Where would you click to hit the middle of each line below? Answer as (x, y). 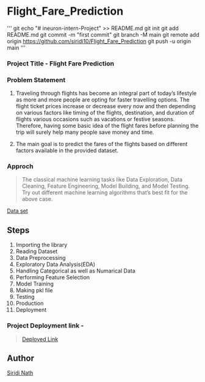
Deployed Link (40, 339)
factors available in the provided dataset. (67, 150)
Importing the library (41, 245)
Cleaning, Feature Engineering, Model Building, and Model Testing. (106, 186)
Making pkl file (34, 290)
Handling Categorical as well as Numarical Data (76, 271)
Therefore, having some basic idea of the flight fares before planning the (107, 126)
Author (20, 358)
